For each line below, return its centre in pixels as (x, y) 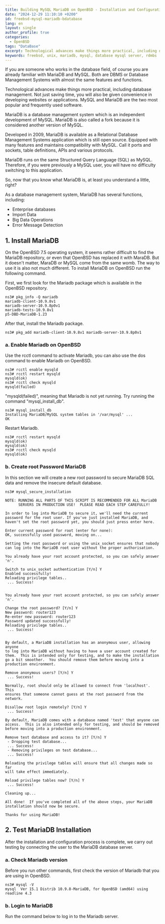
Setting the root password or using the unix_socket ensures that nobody (82, 543)
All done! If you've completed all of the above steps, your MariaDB (79, 802)
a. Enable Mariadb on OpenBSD (43, 345)
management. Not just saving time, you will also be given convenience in (79, 95)
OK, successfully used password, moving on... (54, 535)
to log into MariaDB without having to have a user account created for (81, 651)
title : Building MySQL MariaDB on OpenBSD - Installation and (70, 10)
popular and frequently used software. (44, 105)
